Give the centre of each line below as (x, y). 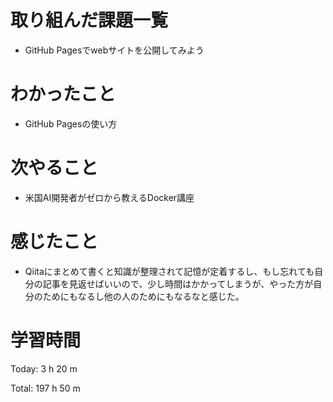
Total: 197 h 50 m (45, 388)
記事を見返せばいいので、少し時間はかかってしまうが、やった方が (178, 283)
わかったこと (63, 94)
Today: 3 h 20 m (44, 368)
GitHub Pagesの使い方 (71, 123)
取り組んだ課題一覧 (89, 20)
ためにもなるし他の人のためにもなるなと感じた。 (143, 296)
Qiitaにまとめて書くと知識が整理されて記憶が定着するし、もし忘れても (169, 271)
